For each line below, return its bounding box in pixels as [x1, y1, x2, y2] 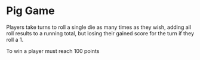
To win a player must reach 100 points [6, 47, 100, 54]
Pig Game [6, 4, 55, 18]
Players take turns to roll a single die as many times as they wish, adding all [6, 24, 192, 31]
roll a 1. [6, 36, 24, 43]
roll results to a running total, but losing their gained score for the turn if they [6, 29, 195, 36]
